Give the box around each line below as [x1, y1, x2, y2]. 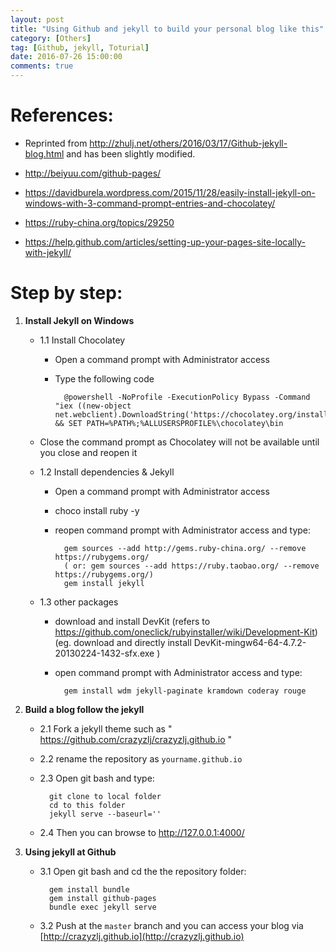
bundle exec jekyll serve [48, 902, 157, 912]
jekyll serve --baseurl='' [48, 809, 162, 819]
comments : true [10, 61, 74, 71]
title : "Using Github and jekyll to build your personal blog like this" [10, 24, 325, 34]
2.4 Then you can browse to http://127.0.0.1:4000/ [39, 826, 245, 838]
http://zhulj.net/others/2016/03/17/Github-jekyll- [89, 137, 288, 149]
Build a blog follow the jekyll [24, 703, 145, 715]
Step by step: [10, 282, 123, 305]
